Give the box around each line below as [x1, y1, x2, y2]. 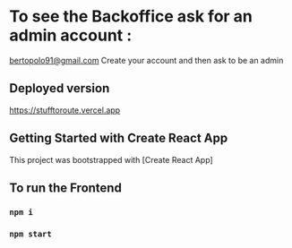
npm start [9, 228, 52, 239]
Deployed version [9, 81, 110, 96]
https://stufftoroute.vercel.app [9, 105, 121, 115]
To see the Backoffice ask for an [9, 6, 253, 27]
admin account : [9, 25, 133, 46]
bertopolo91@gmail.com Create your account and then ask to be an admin [9, 55, 284, 65]
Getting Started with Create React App [9, 131, 228, 146]
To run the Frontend [9, 180, 123, 195]
